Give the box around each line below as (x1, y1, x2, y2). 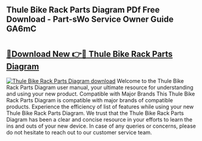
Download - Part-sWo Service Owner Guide (6, 15, 174, 25)
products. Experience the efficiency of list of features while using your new (6, 103, 194, 110)
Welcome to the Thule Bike (116, 77, 184, 84)
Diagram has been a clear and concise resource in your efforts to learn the (6, 116, 193, 123)
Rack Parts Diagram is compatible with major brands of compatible (6, 97, 173, 103)
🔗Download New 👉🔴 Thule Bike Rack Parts (6, 48, 173, 59)
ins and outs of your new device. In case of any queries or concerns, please (6, 122, 196, 130)
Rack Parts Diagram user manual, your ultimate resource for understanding (6, 84, 194, 91)
